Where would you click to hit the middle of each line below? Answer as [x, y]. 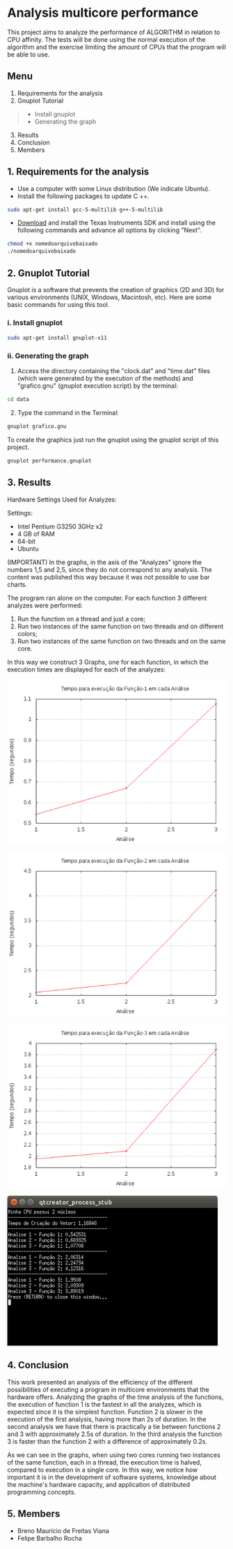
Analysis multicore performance [103, 13]
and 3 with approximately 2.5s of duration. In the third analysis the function [115, 1434]
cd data [18, 400]
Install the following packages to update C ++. [83, 196]
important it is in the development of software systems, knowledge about [112, 1477]
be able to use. [29, 54]
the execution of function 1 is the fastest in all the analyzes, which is [104, 1404]
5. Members [34, 1514]
